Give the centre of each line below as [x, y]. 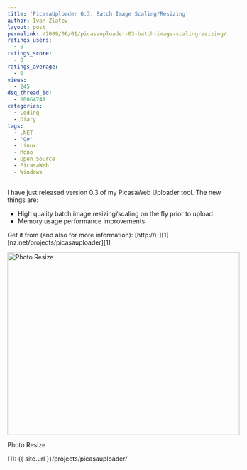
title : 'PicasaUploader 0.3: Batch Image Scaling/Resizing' [98, 14]
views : [17, 80]
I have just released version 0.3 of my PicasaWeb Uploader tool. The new [114, 192]
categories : [25, 106]
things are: [23, 200]
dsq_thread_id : [30, 93]
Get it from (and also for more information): [70, 235]
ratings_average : [33, 67]
